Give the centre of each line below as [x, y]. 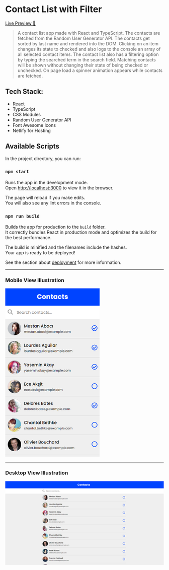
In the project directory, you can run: [43, 158]
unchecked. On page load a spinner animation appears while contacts [90, 70]
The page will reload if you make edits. [45, 197]
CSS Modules [27, 114]
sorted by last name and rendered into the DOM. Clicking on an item [88, 43]
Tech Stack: [24, 92]
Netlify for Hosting [32, 130]
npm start [17, 172]
